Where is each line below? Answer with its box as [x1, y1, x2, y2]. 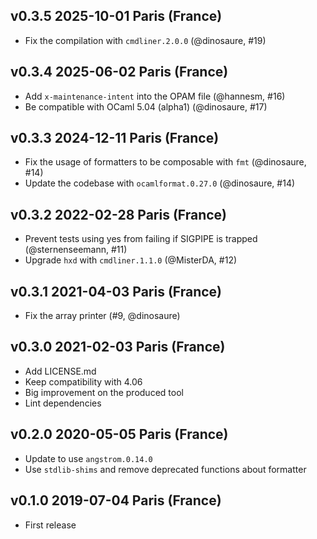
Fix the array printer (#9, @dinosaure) [24, 310, 181, 322]
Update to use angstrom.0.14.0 [24, 452, 153, 464]
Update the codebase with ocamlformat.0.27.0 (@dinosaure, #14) [24, 177, 296, 189]
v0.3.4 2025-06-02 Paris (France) [10, 64, 229, 81]
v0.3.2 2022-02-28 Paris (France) [10, 206, 228, 223]
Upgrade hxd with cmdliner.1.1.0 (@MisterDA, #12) [24, 254, 238, 266]
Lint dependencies [24, 397, 102, 409]
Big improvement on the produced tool [24, 386, 184, 398]
